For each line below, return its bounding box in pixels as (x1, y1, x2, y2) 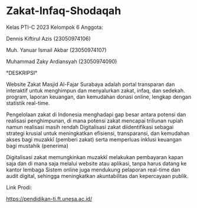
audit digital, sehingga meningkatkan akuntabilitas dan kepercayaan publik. (6, 172, 189, 179)
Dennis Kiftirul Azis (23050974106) (6, 35, 91, 42)
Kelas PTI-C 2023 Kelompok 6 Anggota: (6, 24, 103, 31)
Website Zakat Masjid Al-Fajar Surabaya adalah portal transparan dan (6, 81, 175, 88)
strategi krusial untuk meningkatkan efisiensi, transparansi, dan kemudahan (6, 130, 190, 137)
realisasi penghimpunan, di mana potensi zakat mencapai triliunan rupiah (6, 117, 184, 124)
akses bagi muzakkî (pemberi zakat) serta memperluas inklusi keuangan (6, 136, 182, 143)
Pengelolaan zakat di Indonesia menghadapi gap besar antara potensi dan (6, 111, 186, 118)
